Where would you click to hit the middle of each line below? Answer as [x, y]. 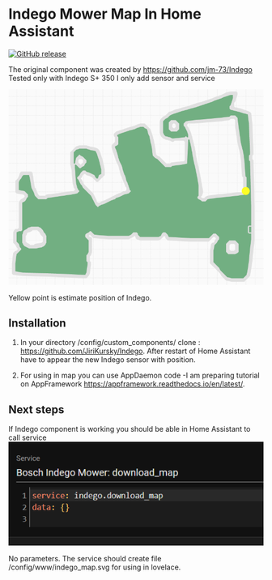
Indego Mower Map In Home [105, 14]
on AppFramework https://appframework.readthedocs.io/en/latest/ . [132, 384]
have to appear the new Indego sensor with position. [108, 360]
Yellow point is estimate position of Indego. [80, 297]
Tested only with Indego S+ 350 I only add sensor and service [112, 78]
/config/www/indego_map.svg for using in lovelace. [95, 567]
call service [28, 437]
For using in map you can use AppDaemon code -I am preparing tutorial [140, 375]
